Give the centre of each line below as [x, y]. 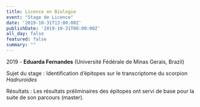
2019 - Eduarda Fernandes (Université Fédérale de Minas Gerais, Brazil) [95, 62]
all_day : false [25, 34]
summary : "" [21, 45]
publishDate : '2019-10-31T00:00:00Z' [53, 28]
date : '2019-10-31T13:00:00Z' [44, 23]
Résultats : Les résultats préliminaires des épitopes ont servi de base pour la [100, 91]
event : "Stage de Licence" [40, 17]
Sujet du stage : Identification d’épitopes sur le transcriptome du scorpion [97, 73]
